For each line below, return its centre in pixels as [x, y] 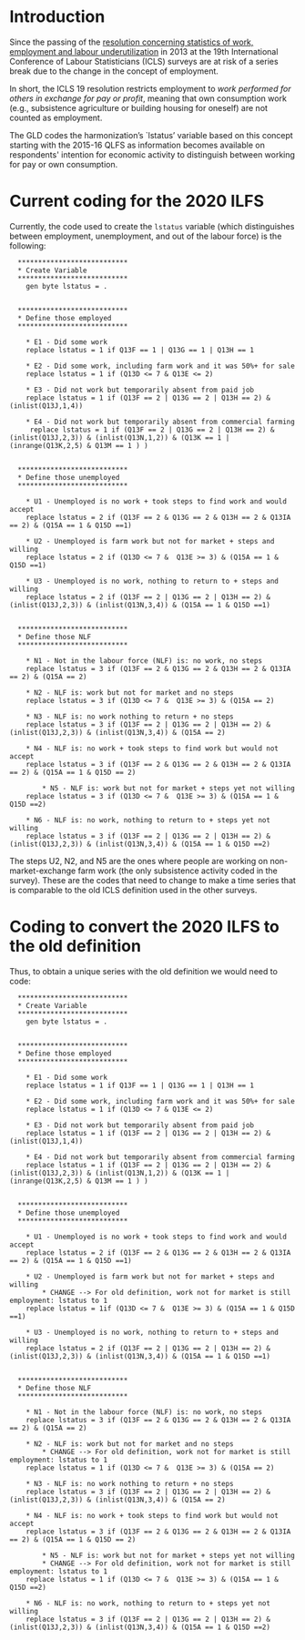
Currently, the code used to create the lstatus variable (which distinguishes [152, 226]
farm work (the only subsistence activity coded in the [178, 871]
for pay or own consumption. [64, 164]
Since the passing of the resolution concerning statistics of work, [132, 42]
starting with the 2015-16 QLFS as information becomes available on [137, 145]
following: [28, 245]
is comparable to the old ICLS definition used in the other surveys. [133, 890]
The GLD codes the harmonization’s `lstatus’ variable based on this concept [151, 135]
